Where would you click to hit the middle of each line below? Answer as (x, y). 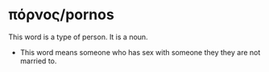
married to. (38, 61)
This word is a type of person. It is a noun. (78, 37)
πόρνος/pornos (61, 15)
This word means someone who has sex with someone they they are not (140, 52)
